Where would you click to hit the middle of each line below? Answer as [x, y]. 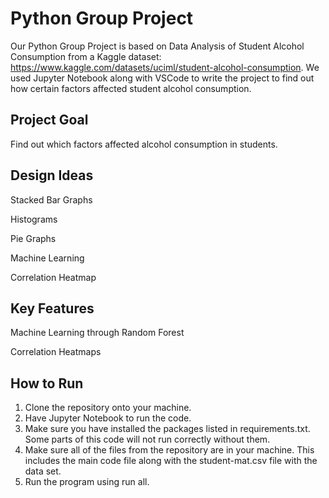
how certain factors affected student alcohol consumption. [131, 88]
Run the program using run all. [87, 482]
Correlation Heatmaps [56, 352]
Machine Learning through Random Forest [97, 333]
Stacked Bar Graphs [51, 199]
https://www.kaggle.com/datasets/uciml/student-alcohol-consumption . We [165, 67]
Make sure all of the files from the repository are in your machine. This [169, 450]
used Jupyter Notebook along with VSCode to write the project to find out [162, 78]
